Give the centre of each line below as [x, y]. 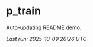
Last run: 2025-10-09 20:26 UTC [46, 39]
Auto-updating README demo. [44, 27]
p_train [24, 11]
